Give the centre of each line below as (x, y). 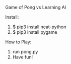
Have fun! (23, 57)
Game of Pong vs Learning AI (36, 7)
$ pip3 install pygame (35, 32)
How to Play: (18, 42)
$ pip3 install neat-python (39, 27)
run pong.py (25, 52)
